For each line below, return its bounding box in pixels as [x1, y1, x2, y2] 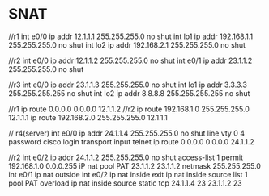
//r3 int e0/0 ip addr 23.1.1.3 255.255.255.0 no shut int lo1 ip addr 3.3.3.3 [8, 80, 247, 90]
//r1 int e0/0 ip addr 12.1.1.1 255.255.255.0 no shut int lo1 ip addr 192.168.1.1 [8, 31, 254, 41]
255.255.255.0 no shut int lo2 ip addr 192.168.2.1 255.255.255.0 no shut [8, 40, 246, 49]
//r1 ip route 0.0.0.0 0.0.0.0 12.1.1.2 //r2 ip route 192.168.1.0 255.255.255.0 [8, 104, 250, 114]
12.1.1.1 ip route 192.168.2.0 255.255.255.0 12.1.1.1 [8, 112, 168, 122]
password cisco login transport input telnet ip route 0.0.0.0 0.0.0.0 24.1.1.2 [8, 136, 255, 146]
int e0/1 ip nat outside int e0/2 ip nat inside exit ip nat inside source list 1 [8, 169, 248, 179]
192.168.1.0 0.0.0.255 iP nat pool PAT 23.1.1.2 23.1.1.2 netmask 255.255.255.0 [8, 161, 262, 170]
